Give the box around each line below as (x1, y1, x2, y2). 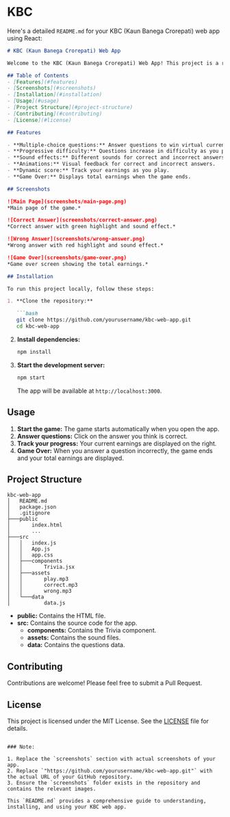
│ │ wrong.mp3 (7, 587, 72, 595)
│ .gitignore (7, 510, 51, 517)
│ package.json (7, 504, 57, 511)
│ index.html (7, 522, 63, 528)
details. (7, 724, 28, 732)
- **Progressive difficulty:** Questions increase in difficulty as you (7, 148, 219, 155)
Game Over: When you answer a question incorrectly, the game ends (16, 446, 214, 454)
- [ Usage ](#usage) (7, 97, 60, 105)
